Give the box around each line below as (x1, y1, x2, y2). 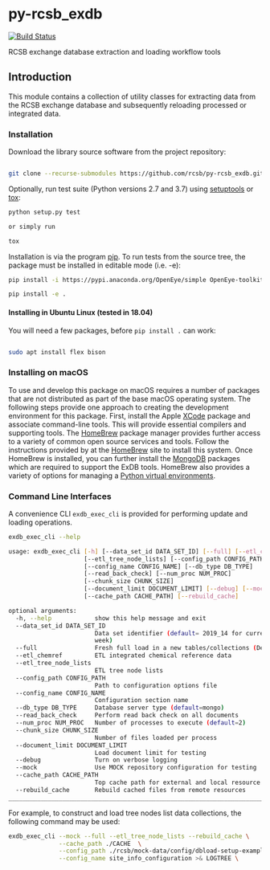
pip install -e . (8, 290, 67, 298)
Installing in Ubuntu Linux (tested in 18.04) (8, 307, 153, 317)
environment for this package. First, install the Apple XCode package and (8, 410, 251, 420)
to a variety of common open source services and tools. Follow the (8, 436, 230, 446)
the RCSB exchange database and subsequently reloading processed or (8, 100, 247, 109)
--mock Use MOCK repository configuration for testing (15, 764, 257, 772)
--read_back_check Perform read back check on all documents (15, 712, 239, 720)
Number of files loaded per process (94, 733, 218, 741)
